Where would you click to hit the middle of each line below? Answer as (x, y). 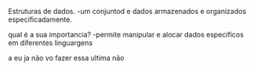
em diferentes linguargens (50, 43)
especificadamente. (40, 19)
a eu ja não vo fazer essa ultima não (66, 58)
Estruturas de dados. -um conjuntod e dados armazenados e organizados (127, 11)
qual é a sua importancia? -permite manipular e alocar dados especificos (126, 35)
